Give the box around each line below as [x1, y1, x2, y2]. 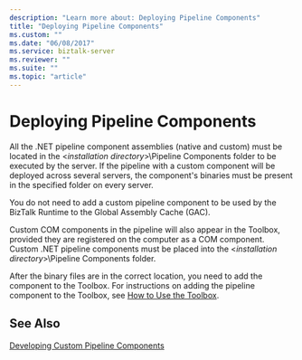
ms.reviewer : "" [9, 55, 71, 64]
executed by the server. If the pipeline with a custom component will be [9, 160, 276, 171]
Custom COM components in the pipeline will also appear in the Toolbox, [9, 223, 280, 235]
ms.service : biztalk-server [9, 47, 116, 56]
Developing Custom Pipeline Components [9, 340, 165, 351]
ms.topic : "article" [9, 72, 88, 81]
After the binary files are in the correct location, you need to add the [9, 270, 263, 281]
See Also [9, 316, 61, 331]
